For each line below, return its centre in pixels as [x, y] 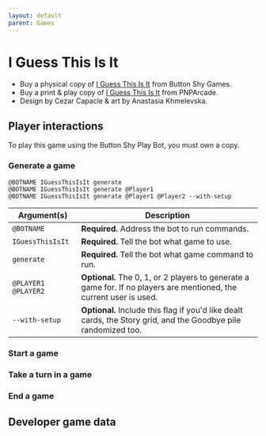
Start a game [34, 353]
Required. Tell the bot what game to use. [156, 241]
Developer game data [62, 422]
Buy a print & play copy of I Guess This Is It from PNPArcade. [119, 93]
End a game [31, 396]
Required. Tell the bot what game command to [167, 254]
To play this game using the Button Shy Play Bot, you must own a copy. [124, 145]
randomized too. [112, 330]
